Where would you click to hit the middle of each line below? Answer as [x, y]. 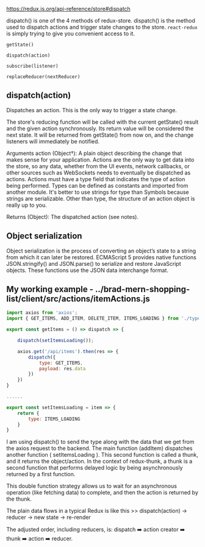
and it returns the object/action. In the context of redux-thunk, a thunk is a [99, 461]
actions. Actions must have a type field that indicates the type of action [96, 179]
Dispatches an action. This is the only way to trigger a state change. [92, 110]
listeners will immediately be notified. [53, 141]
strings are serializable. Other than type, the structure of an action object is [101, 198]
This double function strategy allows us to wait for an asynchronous [92, 486]
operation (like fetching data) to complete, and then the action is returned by [102, 493]
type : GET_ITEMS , [61, 363]
